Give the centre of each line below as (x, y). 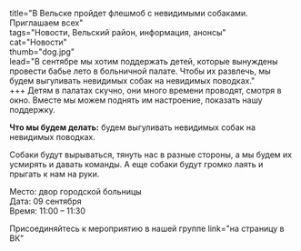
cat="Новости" (39, 42)
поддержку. (33, 110)
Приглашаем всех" (46, 23)
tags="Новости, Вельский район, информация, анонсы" (118, 32)
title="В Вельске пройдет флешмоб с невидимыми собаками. (129, 13)
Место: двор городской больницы (76, 191)
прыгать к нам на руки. (55, 174)
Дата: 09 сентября (45, 201)
